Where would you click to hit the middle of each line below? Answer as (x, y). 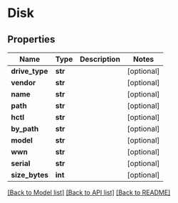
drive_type (30, 71)
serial (21, 163)
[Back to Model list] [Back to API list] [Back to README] (89, 192)
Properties (31, 39)
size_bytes (30, 175)
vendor (23, 83)
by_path (25, 129)
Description (100, 59)
